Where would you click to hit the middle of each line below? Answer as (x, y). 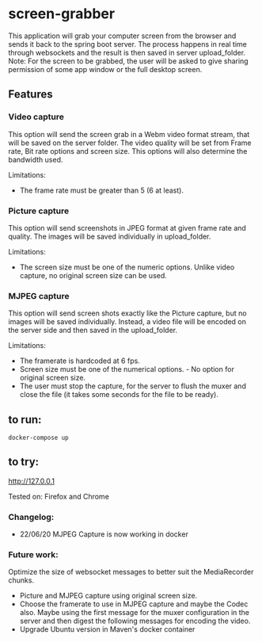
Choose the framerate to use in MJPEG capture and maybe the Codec (134, 604)
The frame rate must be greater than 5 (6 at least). (102, 190)
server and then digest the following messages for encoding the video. (135, 621)
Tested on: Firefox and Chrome (59, 496)
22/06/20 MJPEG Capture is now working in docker (104, 534)
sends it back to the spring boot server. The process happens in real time (128, 44)
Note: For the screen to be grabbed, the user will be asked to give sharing (128, 61)
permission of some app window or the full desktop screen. (105, 69)
